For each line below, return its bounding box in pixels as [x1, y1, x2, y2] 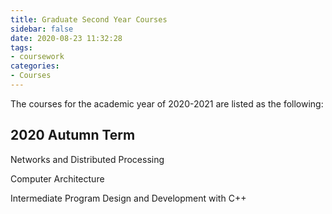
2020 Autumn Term [10, 127, 136, 144]
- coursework [10, 52, 65, 62]
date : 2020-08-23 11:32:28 [10, 33, 123, 43]
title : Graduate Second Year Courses [10, 14, 168, 25]
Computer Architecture [10, 172, 105, 185]
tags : [10, 42, 33, 53]
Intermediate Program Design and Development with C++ [10, 192, 247, 204]
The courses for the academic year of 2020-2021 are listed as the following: [10, 97, 324, 110]
